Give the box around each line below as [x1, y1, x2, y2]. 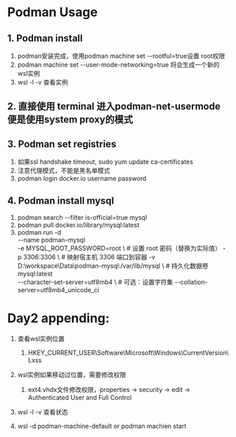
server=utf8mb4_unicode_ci [17, 286, 100, 294]
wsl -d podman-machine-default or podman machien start [17, 422, 187, 430]
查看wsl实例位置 [17, 334, 65, 343]
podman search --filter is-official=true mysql [17, 214, 147, 222]
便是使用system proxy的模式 [7, 114, 133, 126]
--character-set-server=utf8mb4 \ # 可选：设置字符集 [17, 278, 173, 287]
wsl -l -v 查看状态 [17, 407, 68, 416]
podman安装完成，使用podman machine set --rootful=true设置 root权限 [17, 52, 225, 60]
